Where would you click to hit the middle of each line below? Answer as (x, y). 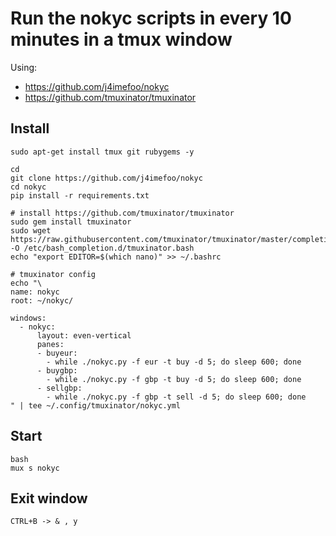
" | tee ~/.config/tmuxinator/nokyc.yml (96, 405)
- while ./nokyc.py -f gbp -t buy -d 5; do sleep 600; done (174, 379)
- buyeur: (57, 353)
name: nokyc (35, 292)
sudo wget (31, 230)
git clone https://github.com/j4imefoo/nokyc (106, 178)
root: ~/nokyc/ (42, 300)
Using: (24, 67)
